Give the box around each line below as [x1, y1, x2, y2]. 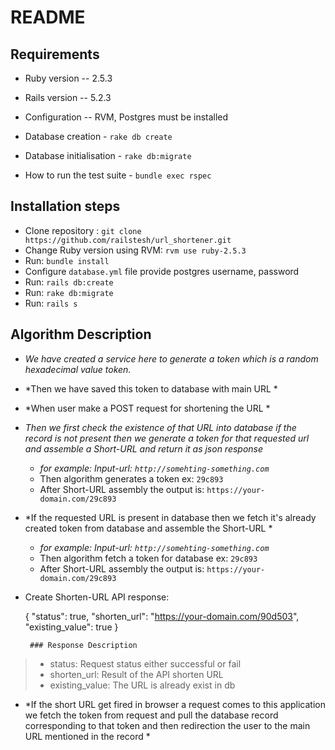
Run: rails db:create [24, 276, 114, 288]
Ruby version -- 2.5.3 [24, 72, 113, 84]
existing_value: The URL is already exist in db [49, 679, 236, 691]
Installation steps [10, 198, 121, 215]
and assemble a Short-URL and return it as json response [24, 442, 264, 455]
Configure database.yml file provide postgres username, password [24, 265, 300, 277]
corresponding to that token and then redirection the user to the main [24, 719, 311, 731]
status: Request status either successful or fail [49, 657, 242, 670]
